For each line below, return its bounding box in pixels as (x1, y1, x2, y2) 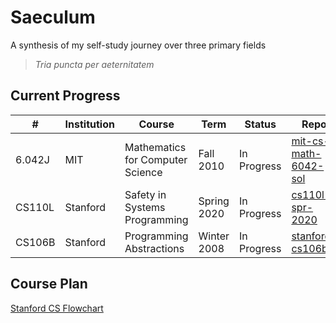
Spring (198, 194, 230, 208)
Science (124, 165, 163, 179)
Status (244, 117, 277, 131)
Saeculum (10, 6, 96, 29)
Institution (64, 117, 115, 131)
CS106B (15, 235, 56, 249)
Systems (124, 200, 166, 214)
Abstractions (124, 241, 185, 255)
